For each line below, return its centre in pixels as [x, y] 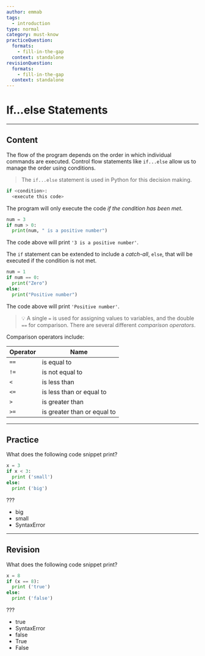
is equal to [57, 362]
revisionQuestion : [30, 63]
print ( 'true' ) [31, 587]
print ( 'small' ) [32, 477]
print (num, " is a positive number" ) [60, 231]
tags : [13, 18]
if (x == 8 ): [23, 581]
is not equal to [62, 372]
